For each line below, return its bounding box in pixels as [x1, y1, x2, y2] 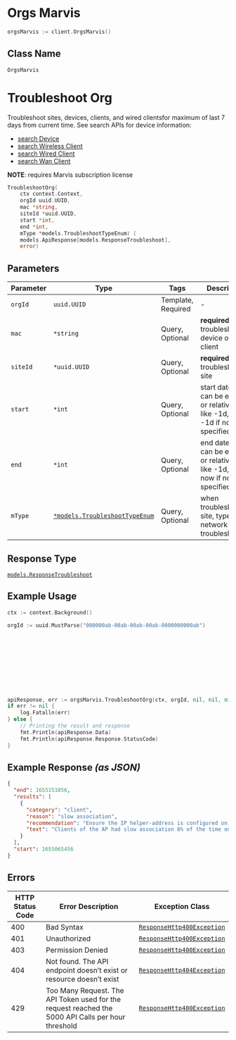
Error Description [59, 901, 119, 911]
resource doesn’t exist [45, 974, 119, 984]
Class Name [7, 48, 61, 60]
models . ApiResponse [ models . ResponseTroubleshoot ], [20, 236, 171, 244]
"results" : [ [13, 793, 52, 800]
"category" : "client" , [25, 806, 93, 813]
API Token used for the [45, 994, 122, 1004]
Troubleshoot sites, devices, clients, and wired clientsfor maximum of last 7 [7, 113, 225, 121]
